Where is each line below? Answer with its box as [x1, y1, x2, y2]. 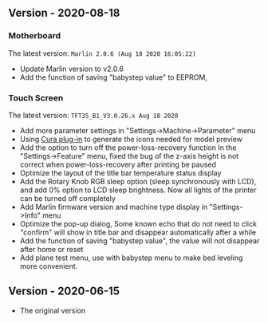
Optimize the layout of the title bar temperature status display [19, 167, 222, 178]
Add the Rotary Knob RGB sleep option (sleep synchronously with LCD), [19, 176, 257, 186]
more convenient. [19, 261, 78, 270]
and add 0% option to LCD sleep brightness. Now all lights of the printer [19, 185, 257, 195]
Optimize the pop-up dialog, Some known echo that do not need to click [19, 219, 258, 228]
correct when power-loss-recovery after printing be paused [19, 160, 217, 169]
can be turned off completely [19, 193, 116, 203]
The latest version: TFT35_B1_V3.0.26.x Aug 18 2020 [8, 110, 179, 120]
